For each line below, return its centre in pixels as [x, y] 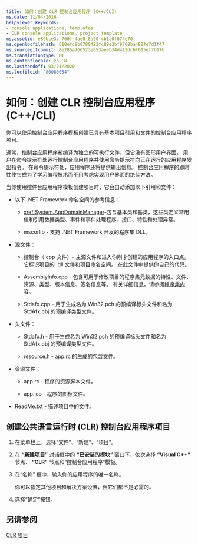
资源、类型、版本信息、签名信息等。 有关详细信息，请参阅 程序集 [102, 284]
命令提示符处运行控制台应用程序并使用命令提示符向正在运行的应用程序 [101, 160]
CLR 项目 [17, 535]
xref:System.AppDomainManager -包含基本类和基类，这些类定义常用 [106, 212]
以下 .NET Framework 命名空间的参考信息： [67, 200]
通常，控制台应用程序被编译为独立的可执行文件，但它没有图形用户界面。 [94, 152]
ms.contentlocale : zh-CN [37, 61]
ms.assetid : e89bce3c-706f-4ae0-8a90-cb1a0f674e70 [70, 39]
